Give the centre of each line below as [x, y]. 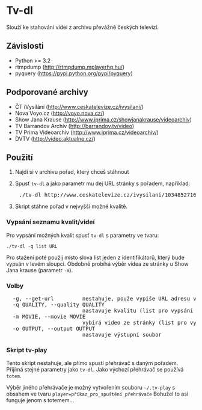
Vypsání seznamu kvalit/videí [50, 222]
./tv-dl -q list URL [32, 246]
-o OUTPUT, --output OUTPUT [54, 329]
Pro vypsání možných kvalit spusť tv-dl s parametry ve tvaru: [83, 235]
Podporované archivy [47, 92]
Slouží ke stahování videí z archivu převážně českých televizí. [83, 27]
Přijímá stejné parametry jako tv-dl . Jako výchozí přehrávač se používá [95, 370]
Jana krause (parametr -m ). [40, 270]
